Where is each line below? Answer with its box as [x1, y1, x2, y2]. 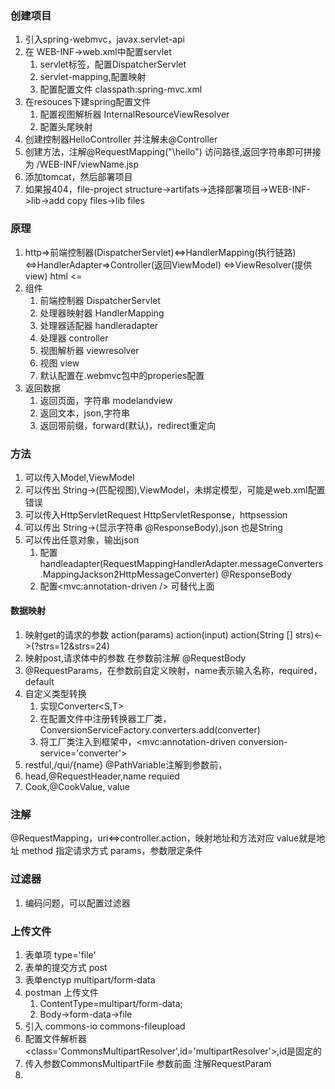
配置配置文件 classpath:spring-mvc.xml [39, 83, 203, 96]
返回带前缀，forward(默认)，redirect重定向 [39, 419, 217, 431]
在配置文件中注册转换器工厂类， [39, 713, 172, 725]
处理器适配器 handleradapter [39, 319, 159, 331]
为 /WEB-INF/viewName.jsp [24, 158, 140, 171]
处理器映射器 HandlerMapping [39, 307, 165, 319]
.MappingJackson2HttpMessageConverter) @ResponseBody [39, 568, 292, 580]
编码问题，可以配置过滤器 [24, 897, 131, 909]
